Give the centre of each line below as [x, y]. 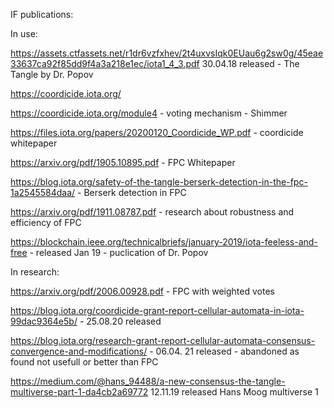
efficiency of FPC [46, 222]
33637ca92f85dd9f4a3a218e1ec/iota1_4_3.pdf [105, 63]
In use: [24, 33]
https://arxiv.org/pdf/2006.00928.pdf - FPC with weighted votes [142, 291]
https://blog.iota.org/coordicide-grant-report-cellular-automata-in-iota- [157, 310]
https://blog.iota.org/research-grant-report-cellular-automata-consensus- [163, 340]
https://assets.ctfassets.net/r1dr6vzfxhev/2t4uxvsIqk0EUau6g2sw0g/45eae [167, 53]
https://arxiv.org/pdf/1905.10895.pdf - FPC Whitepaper [123, 162]
